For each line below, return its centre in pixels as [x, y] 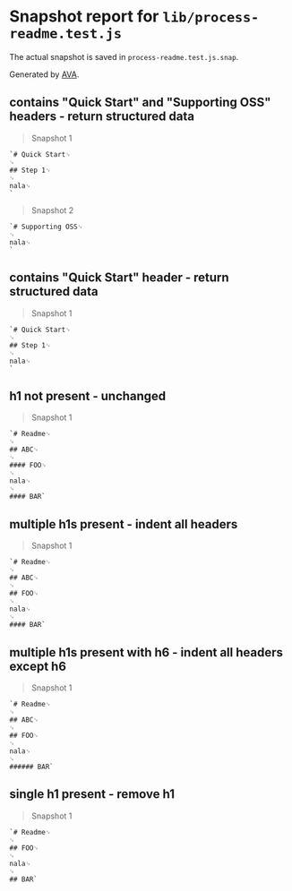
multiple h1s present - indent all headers [124, 524]
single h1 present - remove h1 [92, 794]
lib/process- [211, 17]
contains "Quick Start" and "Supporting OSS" [140, 103]
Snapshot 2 [52, 210]
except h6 [38, 666]
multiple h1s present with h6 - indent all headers [146, 652]
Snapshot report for [84, 17]
